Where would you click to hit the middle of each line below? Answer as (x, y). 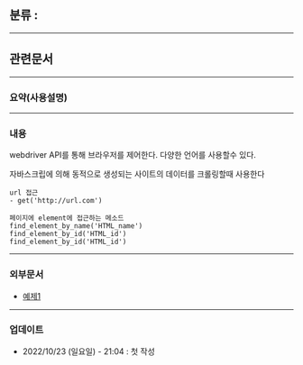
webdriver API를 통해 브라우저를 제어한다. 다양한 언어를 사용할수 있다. (133, 155)
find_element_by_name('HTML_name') (76, 226)
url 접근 (24, 193)
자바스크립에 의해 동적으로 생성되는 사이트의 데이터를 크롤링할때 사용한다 (137, 174)
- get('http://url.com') (56, 201)
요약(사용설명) (38, 97)
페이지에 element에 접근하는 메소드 (67, 218)
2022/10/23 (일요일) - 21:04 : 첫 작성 (88, 351)
